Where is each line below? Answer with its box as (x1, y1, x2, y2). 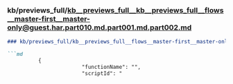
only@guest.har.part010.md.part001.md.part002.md (7, 23, 192, 32)
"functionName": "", (81, 63, 141, 70)
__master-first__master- (7, 14, 90, 23)
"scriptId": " (81, 70, 123, 77)
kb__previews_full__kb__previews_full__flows (67, 6, 224, 15)
